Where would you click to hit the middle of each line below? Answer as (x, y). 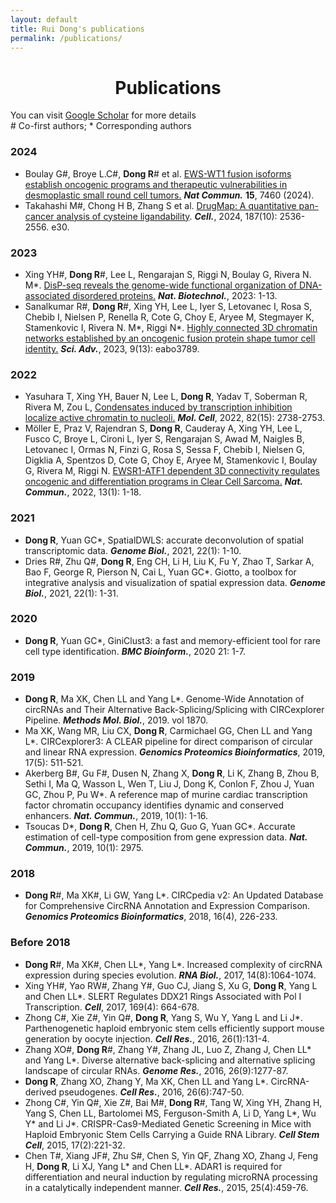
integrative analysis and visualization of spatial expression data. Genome (175, 582)
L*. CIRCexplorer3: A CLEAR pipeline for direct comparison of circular (168, 742)
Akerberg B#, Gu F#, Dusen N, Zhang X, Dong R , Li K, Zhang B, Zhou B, (172, 773)
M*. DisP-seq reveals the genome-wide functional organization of (161, 285)
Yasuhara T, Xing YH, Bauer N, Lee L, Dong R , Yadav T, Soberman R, (166, 397)
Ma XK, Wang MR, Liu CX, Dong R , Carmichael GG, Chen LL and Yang (168, 731)
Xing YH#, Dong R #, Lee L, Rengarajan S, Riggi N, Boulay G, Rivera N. (168, 274)
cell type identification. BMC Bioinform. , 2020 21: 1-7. (135, 651)
